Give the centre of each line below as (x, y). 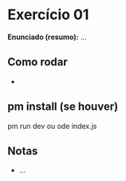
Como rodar (38, 62)
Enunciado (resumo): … (47, 37)
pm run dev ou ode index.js (52, 126)
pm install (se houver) (63, 107)
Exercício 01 (48, 15)
